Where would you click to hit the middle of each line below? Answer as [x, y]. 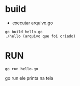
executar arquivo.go [32, 23]
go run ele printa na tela [29, 78]
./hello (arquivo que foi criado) [40, 36]
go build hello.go [24, 32]
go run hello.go [22, 69]
